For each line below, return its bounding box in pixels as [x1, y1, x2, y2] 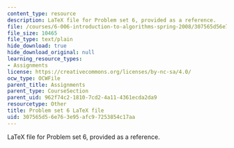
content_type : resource [7, 10, 77, 17]
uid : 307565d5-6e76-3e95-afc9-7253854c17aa [7, 113, 136, 120]
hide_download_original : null [7, 49, 95, 56]
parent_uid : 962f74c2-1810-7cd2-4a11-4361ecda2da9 [7, 94, 157, 101]
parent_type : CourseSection [7, 88, 89, 94]
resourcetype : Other [7, 101, 68, 108]
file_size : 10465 [7, 29, 58, 37]
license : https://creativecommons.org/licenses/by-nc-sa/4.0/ [7, 68, 192, 75]
